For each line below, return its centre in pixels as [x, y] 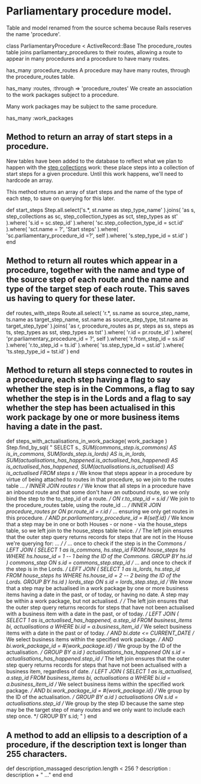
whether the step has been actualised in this [91, 408]
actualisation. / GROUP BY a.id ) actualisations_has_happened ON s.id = [96, 652]
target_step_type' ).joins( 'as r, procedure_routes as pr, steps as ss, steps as [100, 326]
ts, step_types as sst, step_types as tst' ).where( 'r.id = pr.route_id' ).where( [100, 332]
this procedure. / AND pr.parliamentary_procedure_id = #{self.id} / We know [100, 518]
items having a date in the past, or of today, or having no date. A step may [97, 595]
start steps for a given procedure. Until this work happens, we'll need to [95, 173]
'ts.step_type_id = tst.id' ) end [43, 351]
